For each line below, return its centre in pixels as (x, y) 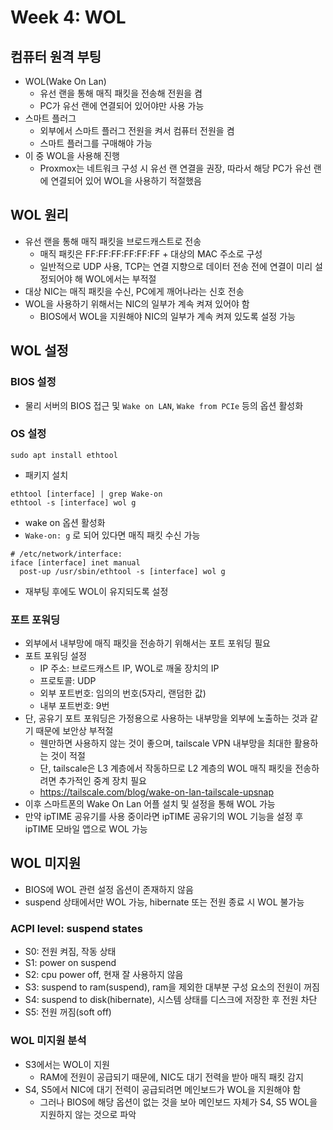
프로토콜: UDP (68, 681)
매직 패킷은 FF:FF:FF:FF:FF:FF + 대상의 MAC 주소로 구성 (151, 253)
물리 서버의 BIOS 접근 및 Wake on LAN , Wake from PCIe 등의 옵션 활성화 (164, 405)
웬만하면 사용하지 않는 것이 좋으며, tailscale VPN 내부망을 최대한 (165, 743)
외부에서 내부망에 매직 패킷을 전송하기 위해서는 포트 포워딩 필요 (147, 643)
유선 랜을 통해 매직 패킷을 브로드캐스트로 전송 (113, 241)
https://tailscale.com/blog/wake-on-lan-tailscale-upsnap (157, 792)
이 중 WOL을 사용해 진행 (72, 155)
